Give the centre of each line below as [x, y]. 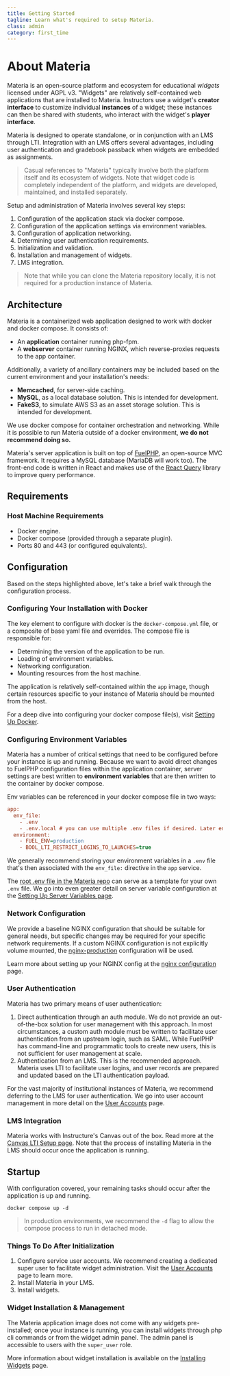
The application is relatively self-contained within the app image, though [108, 686]
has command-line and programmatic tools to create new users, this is [116, 1046]
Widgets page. [28, 1365]
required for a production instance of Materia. [88, 283]
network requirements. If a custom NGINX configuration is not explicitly [108, 943]
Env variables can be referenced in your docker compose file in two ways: [112, 797]
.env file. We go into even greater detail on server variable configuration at [112, 889]
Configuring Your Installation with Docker [78, 609]
